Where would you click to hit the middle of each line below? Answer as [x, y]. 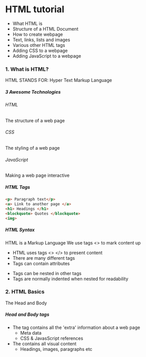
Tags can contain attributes [41, 263]
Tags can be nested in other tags [47, 273]
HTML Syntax [20, 230]
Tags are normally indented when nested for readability [70, 279]
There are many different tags [44, 258]
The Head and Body [26, 303]
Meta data [31, 333]
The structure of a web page [35, 120]
